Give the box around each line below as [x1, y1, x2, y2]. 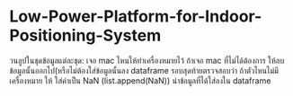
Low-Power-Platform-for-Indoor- [9, 6, 262, 27]
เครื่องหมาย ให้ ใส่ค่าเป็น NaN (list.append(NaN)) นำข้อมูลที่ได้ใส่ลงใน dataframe [9, 74, 271, 86]
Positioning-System [9, 25, 162, 46]
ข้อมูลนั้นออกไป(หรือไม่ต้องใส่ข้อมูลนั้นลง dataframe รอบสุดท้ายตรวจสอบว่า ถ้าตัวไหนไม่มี [9, 65, 279, 75]
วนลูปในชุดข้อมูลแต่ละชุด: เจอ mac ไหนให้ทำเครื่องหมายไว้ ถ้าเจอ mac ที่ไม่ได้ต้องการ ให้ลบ [9, 55, 285, 65]
